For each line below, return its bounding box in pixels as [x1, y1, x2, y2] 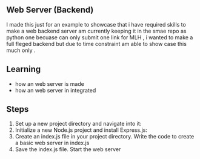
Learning [6, 64, 41, 74]
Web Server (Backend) [6, 5, 94, 15]
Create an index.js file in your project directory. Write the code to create [15, 133, 195, 140]
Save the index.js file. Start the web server [15, 146, 121, 153]
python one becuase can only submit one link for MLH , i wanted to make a [6, 33, 193, 41]
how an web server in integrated [15, 86, 96, 94]
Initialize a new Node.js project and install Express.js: [15, 126, 147, 134]
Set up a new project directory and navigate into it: [15, 120, 142, 128]
